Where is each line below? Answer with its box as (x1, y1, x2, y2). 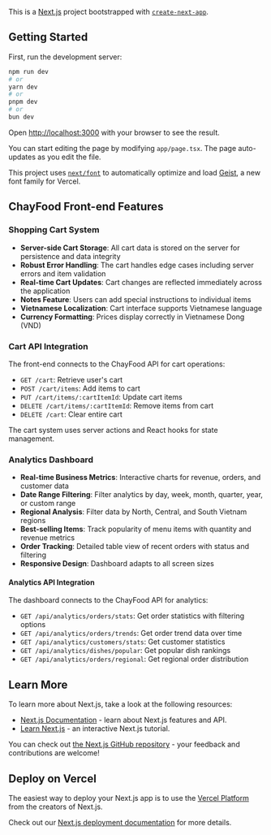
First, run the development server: (8, 52, 123, 62)
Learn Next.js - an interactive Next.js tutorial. (19, 724, 170, 733)
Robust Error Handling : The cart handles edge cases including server (19, 260, 254, 270)
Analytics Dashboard (8, 454, 93, 465)
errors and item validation (19, 268, 106, 279)
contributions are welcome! (8, 748, 100, 758)
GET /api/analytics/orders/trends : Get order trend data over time (19, 629, 243, 638)
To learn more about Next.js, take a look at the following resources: (8, 699, 233, 709)
